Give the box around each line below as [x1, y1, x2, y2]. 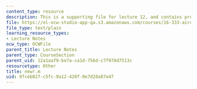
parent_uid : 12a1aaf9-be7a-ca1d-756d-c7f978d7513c [6, 57, 133, 63]
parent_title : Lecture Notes [6, 47, 77, 53]
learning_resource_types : [6, 30, 69, 36]
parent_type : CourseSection [6, 52, 75, 58]
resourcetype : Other [6, 63, 57, 69]
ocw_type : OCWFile [6, 42, 51, 47]
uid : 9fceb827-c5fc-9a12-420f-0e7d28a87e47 [6, 74, 114, 80]
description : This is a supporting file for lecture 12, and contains [6, 14, 182, 20]
